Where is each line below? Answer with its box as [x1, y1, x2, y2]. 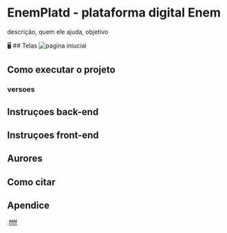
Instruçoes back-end [7, 105, 99, 118]
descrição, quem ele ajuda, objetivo [7, 28, 109, 36]
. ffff [7, 218, 18, 226]
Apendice [7, 200, 50, 212]
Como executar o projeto [7, 64, 116, 76]
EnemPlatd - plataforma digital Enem [7, 5, 221, 21]
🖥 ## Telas [7, 41, 38, 50]
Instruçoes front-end [7, 130, 99, 141]
